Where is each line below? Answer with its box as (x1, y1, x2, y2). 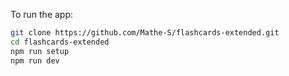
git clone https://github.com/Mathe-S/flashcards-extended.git (10, 28, 280, 38)
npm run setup (10, 46, 70, 56)
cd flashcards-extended (10, 37, 110, 47)
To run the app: (10, 9, 74, 20)
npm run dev (10, 55, 60, 66)
